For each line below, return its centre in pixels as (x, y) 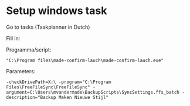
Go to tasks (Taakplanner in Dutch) (48, 27)
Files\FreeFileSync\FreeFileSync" (48, 87)
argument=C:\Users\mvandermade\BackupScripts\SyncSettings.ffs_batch (93, 92)
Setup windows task (57, 11)
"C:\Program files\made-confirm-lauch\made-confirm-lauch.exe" (85, 60)
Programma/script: (29, 49)
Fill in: (13, 38)
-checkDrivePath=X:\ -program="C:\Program (59, 82)
